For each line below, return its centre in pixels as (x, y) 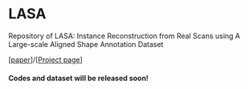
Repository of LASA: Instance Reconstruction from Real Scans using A (124, 36)
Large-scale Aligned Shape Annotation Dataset (86, 44)
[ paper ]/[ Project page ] (45, 60)
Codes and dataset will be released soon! (79, 78)
